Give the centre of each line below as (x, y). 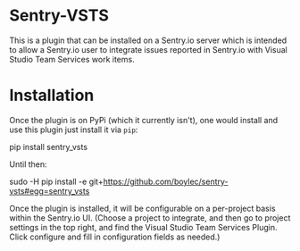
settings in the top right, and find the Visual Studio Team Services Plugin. (143, 227)
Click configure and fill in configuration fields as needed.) (115, 237)
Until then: (28, 164)
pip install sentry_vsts (48, 146)
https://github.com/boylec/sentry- (166, 181)
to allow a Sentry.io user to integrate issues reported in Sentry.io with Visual (149, 49)
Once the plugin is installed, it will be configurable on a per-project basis (142, 208)
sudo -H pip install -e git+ (57, 181)
